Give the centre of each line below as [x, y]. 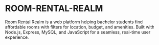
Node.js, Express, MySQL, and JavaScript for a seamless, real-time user [78, 32]
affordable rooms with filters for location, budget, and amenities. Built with [80, 27]
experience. [17, 37]
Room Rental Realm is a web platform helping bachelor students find [74, 22]
